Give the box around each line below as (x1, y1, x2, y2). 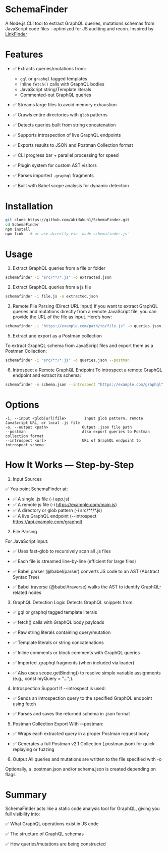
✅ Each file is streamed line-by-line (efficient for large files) (12, 558, 136, 564)
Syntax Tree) (12, 574, 39, 580)
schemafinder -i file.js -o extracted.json (5, 294, 98, 299)
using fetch (12, 701, 36, 707)
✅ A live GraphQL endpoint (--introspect (12, 513, 97, 519)
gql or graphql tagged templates (20, 75, 87, 81)
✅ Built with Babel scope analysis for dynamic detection (12, 182, 129, 188)
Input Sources (12, 476, 42, 482)
